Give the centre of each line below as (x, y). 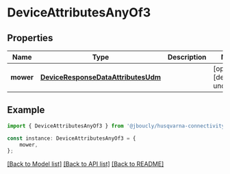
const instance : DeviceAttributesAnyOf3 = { (72, 138)
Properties (30, 38)
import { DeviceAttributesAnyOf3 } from (66, 126)
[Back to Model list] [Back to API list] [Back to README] (86, 164)
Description (187, 57)
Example (26, 110)
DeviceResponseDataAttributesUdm (101, 77)
